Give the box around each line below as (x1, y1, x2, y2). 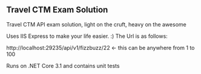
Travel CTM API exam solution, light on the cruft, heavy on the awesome (6, 20, 186, 28)
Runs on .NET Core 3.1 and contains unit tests (6, 62, 120, 69)
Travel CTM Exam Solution (6, 5, 108, 15)
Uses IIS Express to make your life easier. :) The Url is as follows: (6, 32, 168, 40)
